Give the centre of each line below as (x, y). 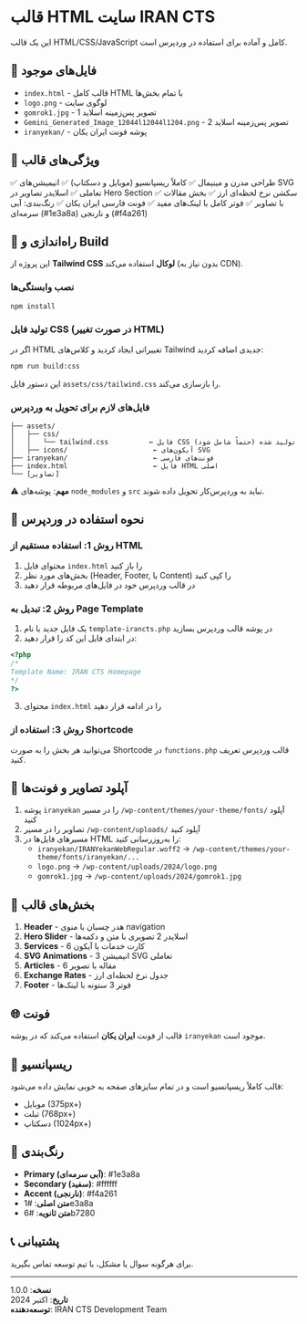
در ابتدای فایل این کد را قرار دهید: (80, 638)
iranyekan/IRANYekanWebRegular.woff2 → (113, 849)
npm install (33, 306)
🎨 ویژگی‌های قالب (55, 160)
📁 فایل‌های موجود (54, 71)
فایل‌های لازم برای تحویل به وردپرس (80, 407)
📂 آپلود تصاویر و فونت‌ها (69, 788)
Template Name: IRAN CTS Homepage (76, 672)
